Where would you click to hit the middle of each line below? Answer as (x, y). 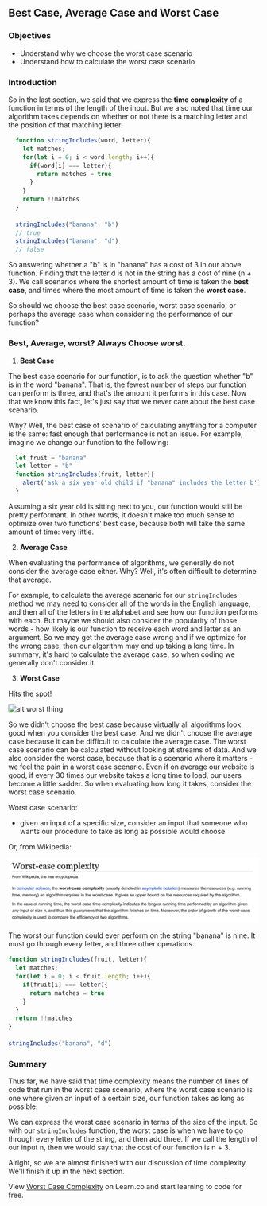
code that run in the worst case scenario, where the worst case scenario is (130, 1090)
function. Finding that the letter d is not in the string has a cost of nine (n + (130, 273)
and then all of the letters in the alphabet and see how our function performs (133, 611)
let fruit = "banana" (51, 458)
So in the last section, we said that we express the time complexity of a (126, 100)
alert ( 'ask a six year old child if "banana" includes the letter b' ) (142, 483)
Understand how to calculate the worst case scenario (107, 61)
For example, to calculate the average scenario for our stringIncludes (123, 595)
